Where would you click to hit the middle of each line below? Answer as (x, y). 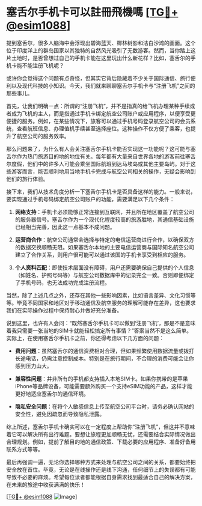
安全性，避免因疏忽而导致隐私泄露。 (60, 414)
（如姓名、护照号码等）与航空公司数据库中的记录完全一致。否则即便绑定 (104, 275)
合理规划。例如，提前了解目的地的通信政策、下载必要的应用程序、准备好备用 (101, 442)
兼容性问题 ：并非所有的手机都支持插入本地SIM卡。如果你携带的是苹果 (101, 379)
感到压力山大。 (33, 366)
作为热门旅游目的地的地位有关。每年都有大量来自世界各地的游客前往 (101, 156)
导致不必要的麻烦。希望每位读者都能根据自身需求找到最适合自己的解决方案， (101, 477)
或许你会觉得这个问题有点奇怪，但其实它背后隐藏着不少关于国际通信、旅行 (98, 78)
